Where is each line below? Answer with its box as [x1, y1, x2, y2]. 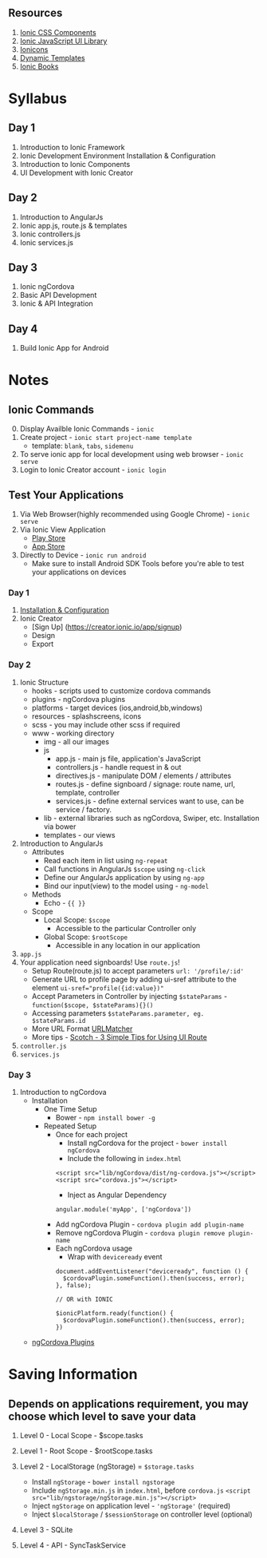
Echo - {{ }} [43, 898, 86, 907]
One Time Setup [43, 1104, 97, 1113]
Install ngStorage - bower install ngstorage [31, 1477, 175, 1486]
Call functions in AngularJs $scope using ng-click [43, 864, 206, 874]
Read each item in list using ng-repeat [43, 855, 169, 865]
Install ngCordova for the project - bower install [67, 1138, 228, 1148]
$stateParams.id [31, 1017, 86, 1025]
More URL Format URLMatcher [31, 1024, 133, 1033]
